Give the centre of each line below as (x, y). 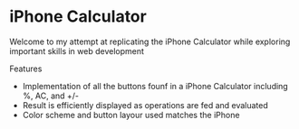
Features (26, 69)
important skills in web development (77, 51)
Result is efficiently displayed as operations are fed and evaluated (145, 105)
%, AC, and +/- (51, 96)
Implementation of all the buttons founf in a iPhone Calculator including (155, 86)
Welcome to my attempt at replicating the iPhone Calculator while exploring (150, 41)
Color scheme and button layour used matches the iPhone (131, 115)
